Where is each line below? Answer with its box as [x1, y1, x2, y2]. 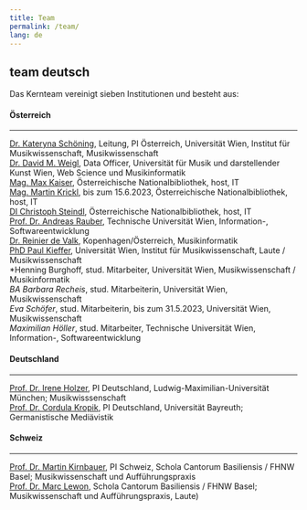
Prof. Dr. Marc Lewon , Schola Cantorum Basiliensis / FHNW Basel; [9, 481, 258, 492]
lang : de [9, 30, 43, 39]
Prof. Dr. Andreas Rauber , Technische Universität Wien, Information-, [9, 216, 269, 227]
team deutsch [9, 64, 90, 80]
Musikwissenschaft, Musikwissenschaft [9, 148, 159, 159]
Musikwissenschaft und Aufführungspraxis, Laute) [9, 490, 199, 501]
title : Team [9, 13, 55, 23]
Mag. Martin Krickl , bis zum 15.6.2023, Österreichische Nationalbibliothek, [9, 186, 288, 197]
